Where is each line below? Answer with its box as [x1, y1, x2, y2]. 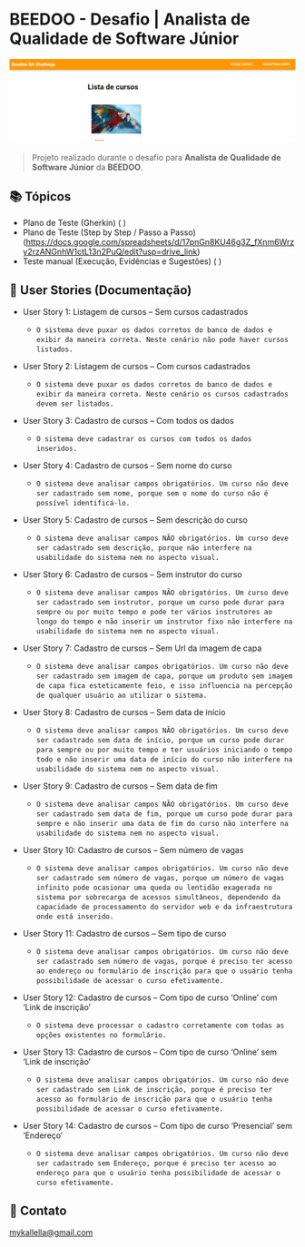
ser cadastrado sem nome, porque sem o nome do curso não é [35, 489, 269, 498]
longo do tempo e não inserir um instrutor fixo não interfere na [35, 617, 293, 626]
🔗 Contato [9, 1203, 67, 1218]
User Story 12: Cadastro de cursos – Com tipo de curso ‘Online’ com [22, 992, 278, 1003]
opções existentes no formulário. [35, 1031, 167, 1040]
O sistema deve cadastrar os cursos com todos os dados [35, 435, 252, 444]
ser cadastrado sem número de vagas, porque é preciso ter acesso [35, 957, 293, 967]
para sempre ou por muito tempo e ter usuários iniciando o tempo [35, 745, 293, 755]
